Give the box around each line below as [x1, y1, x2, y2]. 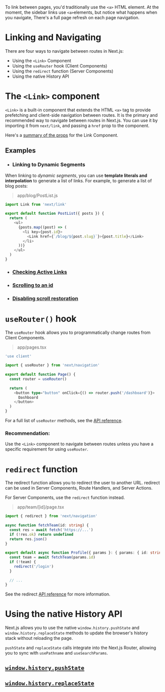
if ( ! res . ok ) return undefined [9, 532, 74, 537]
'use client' [5, 354, 32, 359]
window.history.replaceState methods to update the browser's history [5, 630, 148, 636]
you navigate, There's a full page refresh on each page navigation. [5, 15, 140, 20]
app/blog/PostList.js [17, 192, 58, 198]
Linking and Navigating [5, 32, 102, 43]
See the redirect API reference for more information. [5, 591, 110, 597]
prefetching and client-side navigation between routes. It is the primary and [5, 112, 158, 118]
